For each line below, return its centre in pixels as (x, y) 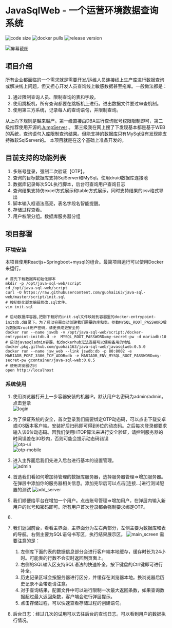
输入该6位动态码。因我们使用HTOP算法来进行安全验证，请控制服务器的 (88, 432)
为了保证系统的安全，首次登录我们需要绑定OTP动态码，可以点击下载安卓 (89, 419)
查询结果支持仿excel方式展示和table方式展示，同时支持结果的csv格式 (86, 190)
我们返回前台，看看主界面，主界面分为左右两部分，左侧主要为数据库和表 (89, 528)
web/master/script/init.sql (35, 297)
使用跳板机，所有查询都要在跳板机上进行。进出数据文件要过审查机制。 (87, 103)
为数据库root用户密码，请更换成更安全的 (42, 328)
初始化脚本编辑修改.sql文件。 (41, 303)
